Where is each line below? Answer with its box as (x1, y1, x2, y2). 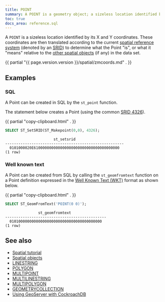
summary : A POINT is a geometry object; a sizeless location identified (5, 12, 157, 17)
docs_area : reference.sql (5, 21, 58, 26)
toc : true (5, 16, 26, 21)
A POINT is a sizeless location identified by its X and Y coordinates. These (5, 34, 153, 40)
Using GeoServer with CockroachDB (12, 291, 86, 297)
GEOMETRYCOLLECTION (12, 286, 64, 292)
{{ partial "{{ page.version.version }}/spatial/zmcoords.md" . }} (5, 59, 132, 65)
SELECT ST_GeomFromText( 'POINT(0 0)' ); (5, 201, 87, 206)
